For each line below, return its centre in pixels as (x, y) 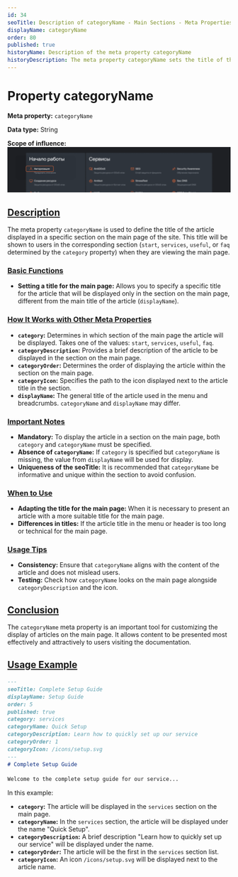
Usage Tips (27, 549)
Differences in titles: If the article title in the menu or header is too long (122, 524)
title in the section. (45, 388)
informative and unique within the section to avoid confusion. (107, 474)
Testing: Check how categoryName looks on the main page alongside (117, 580)
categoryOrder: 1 (33, 742)
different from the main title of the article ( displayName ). (98, 301)
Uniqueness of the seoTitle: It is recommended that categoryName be (118, 467)
